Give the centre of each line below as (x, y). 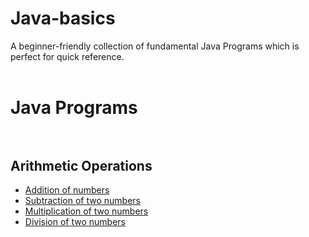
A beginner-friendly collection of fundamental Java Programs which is (155, 46)
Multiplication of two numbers (86, 211)
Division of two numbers (75, 221)
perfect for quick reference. (67, 56)
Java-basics (63, 18)
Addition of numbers (67, 189)
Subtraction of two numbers (82, 200)
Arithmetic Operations (81, 165)
